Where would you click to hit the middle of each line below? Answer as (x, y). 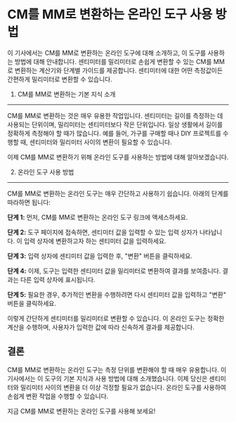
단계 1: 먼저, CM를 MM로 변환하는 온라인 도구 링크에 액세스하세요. (98, 217)
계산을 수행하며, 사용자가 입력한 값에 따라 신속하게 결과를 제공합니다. (101, 327)
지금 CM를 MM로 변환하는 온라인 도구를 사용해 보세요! (81, 411)
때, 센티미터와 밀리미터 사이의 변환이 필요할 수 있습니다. (96, 142)
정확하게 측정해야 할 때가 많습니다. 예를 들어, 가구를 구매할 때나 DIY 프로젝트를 (114, 133)
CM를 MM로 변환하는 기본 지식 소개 (66, 94)
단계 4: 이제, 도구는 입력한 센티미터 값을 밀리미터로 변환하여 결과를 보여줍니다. (114, 271)
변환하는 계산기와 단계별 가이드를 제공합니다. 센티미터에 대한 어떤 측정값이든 (119, 70)
